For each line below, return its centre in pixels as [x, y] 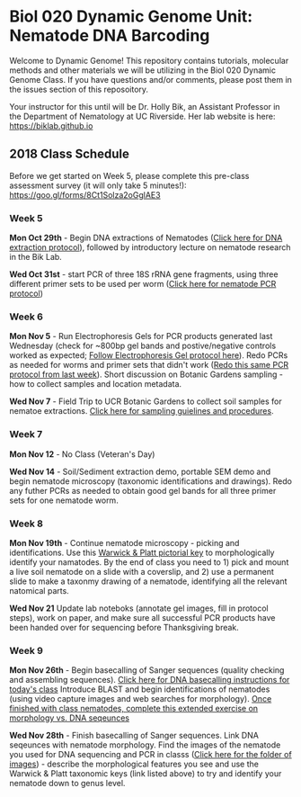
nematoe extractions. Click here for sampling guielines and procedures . [142, 411]
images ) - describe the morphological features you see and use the [134, 764]
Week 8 [26, 524]
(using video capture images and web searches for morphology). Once [141, 699]
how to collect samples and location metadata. [96, 384]
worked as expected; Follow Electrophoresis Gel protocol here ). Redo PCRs [149, 355]
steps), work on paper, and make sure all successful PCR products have [142, 617]
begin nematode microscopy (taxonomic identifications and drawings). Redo [150, 481]
